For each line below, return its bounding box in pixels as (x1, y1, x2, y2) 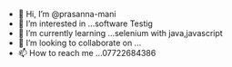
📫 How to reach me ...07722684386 (17, 48, 156, 58)
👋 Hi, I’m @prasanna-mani (17, 9, 116, 19)
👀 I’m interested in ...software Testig (17, 18, 153, 29)
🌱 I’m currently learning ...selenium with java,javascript (17, 28, 223, 38)
